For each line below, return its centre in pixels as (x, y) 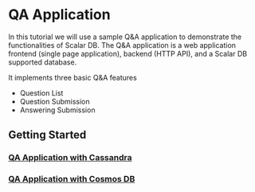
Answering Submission (57, 110)
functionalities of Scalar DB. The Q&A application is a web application (122, 45)
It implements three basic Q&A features (73, 77)
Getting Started (47, 135)
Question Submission (55, 101)
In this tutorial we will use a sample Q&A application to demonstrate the (125, 37)
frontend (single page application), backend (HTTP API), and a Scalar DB (128, 53)
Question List (41, 92)
